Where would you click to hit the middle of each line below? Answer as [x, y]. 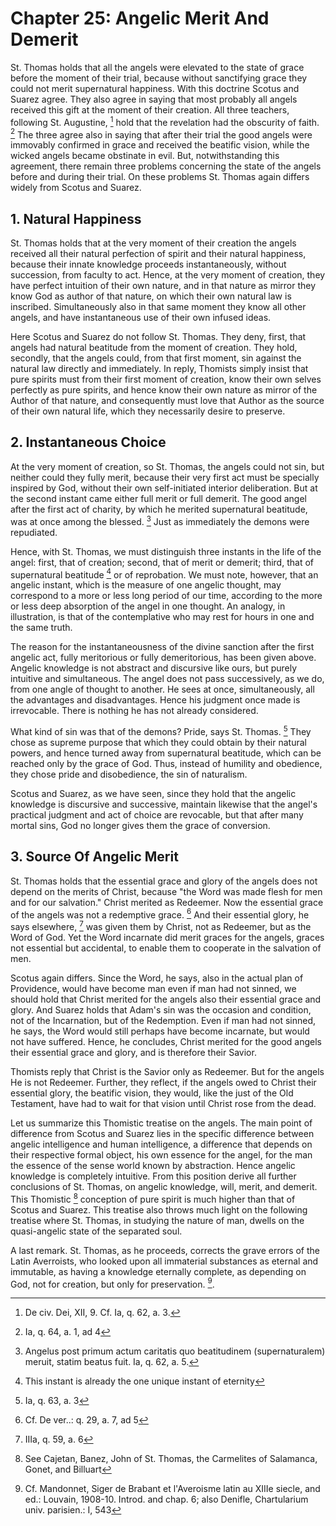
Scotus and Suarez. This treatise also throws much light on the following [159, 1209]
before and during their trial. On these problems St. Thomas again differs [160, 177]
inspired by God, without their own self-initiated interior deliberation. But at [164, 488]
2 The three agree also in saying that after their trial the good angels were [161, 134]
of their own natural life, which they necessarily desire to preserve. [148, 411]
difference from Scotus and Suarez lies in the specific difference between [162, 1133]
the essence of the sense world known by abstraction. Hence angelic [153, 1165]
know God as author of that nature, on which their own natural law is [151, 296]
